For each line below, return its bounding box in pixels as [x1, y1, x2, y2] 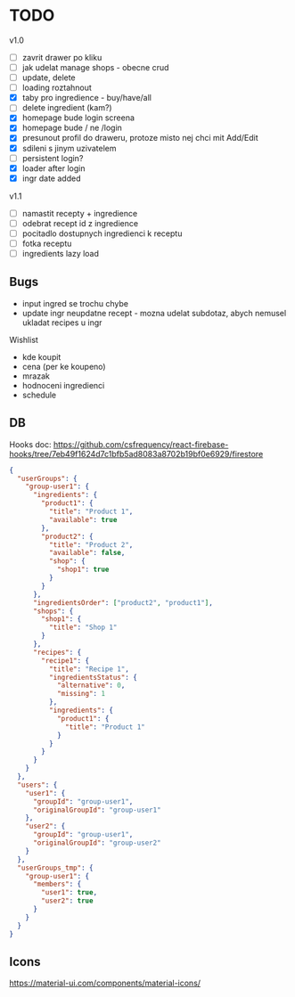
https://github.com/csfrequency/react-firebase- [53, 438, 229, 450]
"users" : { [17, 780, 58, 789]
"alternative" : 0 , [56, 681, 126, 691]
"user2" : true [41, 896, 94, 905]
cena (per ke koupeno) [21, 361, 106, 372]
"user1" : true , [41, 888, 98, 897]
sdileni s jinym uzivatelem [21, 143, 118, 153]
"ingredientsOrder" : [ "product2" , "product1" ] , [32, 598, 214, 607]
